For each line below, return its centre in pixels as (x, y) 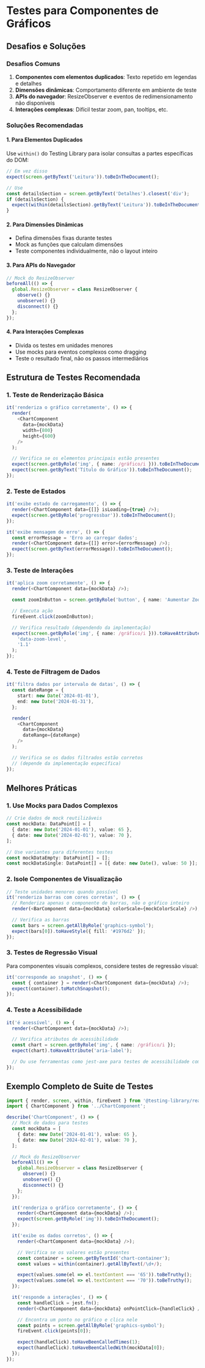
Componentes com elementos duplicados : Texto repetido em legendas (106, 76)
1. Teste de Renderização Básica (55, 395)
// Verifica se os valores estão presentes (74, 1252)
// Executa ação (32, 611)
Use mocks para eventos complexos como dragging (81, 352)
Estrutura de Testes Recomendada (74, 378)
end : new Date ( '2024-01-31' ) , (56, 701)
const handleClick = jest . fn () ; (58, 1303)
